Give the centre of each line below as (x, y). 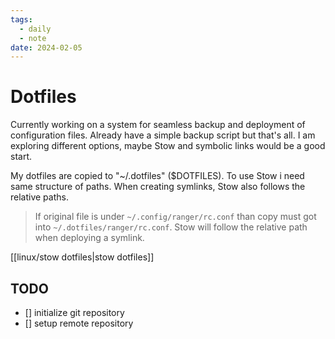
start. (21, 157)
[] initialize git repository (74, 312)
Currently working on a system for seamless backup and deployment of (158, 125)
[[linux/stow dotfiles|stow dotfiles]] (82, 257)
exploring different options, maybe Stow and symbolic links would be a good (168, 146)
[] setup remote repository (79, 323)
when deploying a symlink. (89, 238)
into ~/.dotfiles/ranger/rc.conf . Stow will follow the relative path (171, 227)
